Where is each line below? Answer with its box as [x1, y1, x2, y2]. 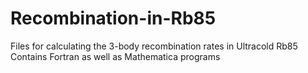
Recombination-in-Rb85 [10, 7, 217, 30]
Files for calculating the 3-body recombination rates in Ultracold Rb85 [10, 40, 298, 52]
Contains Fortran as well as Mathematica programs [10, 50, 221, 62]
